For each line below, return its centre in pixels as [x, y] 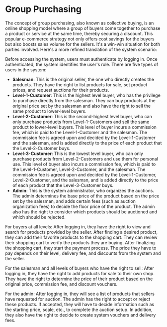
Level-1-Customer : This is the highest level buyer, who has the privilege [86, 95]
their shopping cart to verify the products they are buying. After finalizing [80, 242]
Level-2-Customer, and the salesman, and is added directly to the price [85, 180]
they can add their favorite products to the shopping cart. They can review [81, 237]
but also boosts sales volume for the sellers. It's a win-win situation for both [83, 44]
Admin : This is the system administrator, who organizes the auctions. [83, 190]
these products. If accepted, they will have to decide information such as [80, 304]
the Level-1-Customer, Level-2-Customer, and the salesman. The [79, 169]
